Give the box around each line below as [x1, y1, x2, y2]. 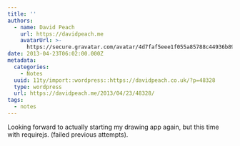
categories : [14, 63, 50, 71]
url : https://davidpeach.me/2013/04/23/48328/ [14, 90, 155, 97]
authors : [7, 17, 34, 24]
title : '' [7, 10, 37, 18]
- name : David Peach [14, 24, 75, 31]
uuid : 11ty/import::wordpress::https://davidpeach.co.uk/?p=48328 [14, 76, 216, 84]
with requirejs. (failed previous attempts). [7, 130, 129, 139]
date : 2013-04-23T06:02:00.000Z [7, 51, 104, 58]
